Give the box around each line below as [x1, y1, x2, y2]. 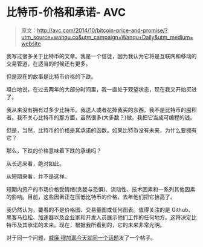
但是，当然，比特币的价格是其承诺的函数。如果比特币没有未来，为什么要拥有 [6, 127, 197, 134]
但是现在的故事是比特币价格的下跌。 [6, 73, 97, 80]
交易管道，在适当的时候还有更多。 [6, 60, 91, 67]
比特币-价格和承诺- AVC [6, 5, 126, 19]
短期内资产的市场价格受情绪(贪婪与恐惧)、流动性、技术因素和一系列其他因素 [6, 185, 196, 193]
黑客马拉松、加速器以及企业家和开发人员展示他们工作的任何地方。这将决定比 [6, 213, 197, 221]
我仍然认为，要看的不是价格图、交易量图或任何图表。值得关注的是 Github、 [6, 206, 194, 213]
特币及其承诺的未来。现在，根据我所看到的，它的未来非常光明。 [6, 221, 165, 228]
